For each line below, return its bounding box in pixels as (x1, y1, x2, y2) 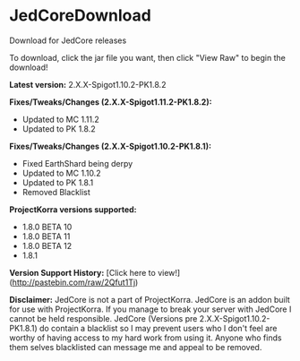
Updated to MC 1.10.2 (21, 168, 101, 178)
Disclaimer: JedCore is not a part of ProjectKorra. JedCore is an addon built (9, 294, 291, 305)
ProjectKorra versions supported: (9, 203, 137, 215)
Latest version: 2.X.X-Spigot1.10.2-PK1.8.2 (9, 79, 167, 90)
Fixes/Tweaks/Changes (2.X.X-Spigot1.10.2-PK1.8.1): (9, 141, 212, 151)
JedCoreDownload (9, 5, 152, 26)
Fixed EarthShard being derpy (21, 158, 133, 168)
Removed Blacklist (21, 186, 91, 197)
